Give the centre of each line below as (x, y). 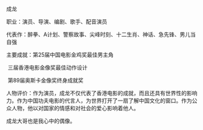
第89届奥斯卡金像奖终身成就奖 (45, 80)
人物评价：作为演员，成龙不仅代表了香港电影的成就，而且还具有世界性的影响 (102, 93)
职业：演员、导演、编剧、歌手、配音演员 (57, 22)
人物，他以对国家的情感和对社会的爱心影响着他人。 (75, 108)
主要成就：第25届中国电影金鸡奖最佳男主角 (60, 55)
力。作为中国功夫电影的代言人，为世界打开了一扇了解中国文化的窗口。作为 (99, 101)
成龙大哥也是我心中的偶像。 (41, 121)
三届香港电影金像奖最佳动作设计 (48, 67)
